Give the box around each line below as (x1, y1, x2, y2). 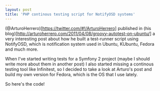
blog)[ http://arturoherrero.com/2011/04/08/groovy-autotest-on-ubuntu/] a (5, 30, 155, 36)
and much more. (5, 46, 38, 52)
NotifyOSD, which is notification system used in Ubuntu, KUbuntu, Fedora (5, 41, 155, 47)
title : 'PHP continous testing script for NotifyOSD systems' (5, 12, 135, 17)
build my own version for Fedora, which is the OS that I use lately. (5, 71, 138, 77)
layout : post (5, 7, 32, 12)
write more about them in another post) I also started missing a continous (5, 61, 154, 67)
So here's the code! (5, 81, 45, 87)
